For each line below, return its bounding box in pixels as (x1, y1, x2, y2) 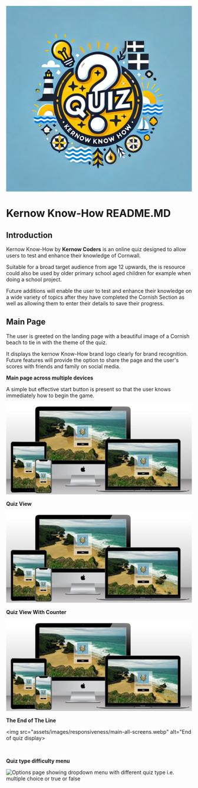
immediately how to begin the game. (6, 392, 95, 399)
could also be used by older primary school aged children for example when (6, 270, 192, 276)
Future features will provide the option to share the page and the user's (6, 357, 179, 364)
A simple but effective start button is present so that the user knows (6, 385, 171, 393)
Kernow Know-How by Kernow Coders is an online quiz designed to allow (6, 246, 187, 253)
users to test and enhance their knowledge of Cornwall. (6, 252, 141, 259)
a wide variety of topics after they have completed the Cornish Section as (6, 294, 184, 301)
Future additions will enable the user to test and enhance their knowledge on (6, 288, 192, 294)
